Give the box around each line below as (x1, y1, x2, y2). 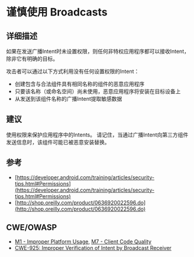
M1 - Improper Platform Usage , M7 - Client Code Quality (14, 238, 152, 245)
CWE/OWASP (6, 223, 57, 233)
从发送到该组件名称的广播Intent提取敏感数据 (14, 96, 122, 102)
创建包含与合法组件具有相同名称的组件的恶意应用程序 (14, 81, 145, 87)
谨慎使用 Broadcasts (6, 5, 108, 19)
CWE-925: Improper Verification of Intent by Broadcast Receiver (14, 245, 172, 252)
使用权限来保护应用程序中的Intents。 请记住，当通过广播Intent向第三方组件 (6, 131, 189, 138)
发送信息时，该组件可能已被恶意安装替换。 (6, 138, 110, 145)
